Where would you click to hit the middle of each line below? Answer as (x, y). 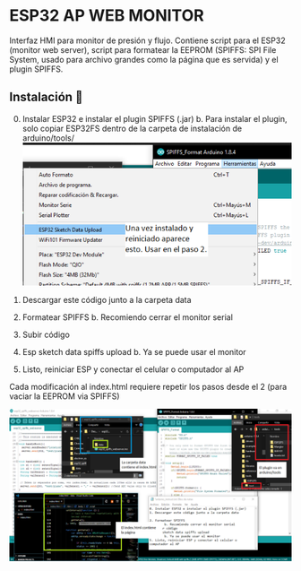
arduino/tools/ (48, 138)
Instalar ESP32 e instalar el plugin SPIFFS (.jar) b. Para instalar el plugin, (155, 118)
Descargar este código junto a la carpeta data (107, 300)
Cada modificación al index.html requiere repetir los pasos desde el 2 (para (148, 387)
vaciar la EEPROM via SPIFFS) (64, 396)
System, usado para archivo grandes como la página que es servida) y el (144, 59)
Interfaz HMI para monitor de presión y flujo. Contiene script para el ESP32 (147, 40)
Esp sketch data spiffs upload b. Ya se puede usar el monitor (134, 352)
